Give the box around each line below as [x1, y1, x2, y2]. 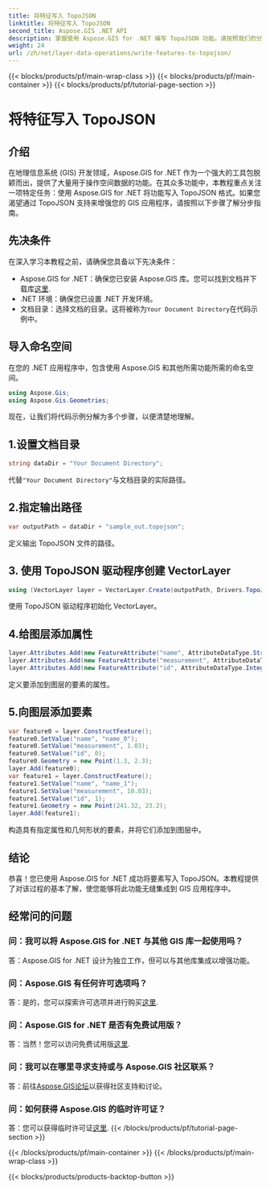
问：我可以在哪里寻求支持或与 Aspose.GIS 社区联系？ [8, 1061, 215, 1072]
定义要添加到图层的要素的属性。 [8, 679, 114, 689]
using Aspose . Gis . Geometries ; [8, 396, 110, 405]
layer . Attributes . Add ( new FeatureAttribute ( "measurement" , [8, 656, 211, 664]
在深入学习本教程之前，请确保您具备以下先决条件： [8, 257, 178, 266]
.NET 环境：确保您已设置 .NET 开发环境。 [19, 294, 157, 303]
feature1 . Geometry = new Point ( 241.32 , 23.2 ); [8, 802, 167, 810]
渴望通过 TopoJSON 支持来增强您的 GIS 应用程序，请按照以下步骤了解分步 [8, 198, 255, 208]
